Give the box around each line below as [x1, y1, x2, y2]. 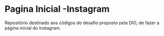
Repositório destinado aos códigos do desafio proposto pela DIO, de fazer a [4, 20, 160, 26]
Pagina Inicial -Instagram [4, 3, 110, 15]
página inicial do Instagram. [4, 25, 61, 31]
